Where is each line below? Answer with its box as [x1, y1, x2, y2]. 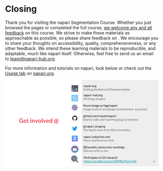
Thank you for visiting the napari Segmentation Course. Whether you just [5, 19, 152, 25]
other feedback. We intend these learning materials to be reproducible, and [5, 45, 156, 51]
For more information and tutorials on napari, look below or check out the [5, 65, 152, 71]
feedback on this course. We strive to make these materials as [5, 30, 130, 36]
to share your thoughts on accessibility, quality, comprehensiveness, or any [5, 40, 157, 46]
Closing [5, 3, 37, 15]
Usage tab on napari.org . [5, 70, 55, 76]
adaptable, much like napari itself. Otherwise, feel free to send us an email [5, 50, 154, 57]
